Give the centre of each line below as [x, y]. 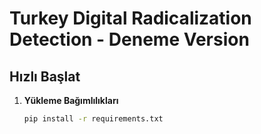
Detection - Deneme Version [129, 39]
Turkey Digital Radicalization [130, 18]
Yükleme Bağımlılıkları [71, 100]
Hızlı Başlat [45, 76]
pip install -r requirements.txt [93, 119]
